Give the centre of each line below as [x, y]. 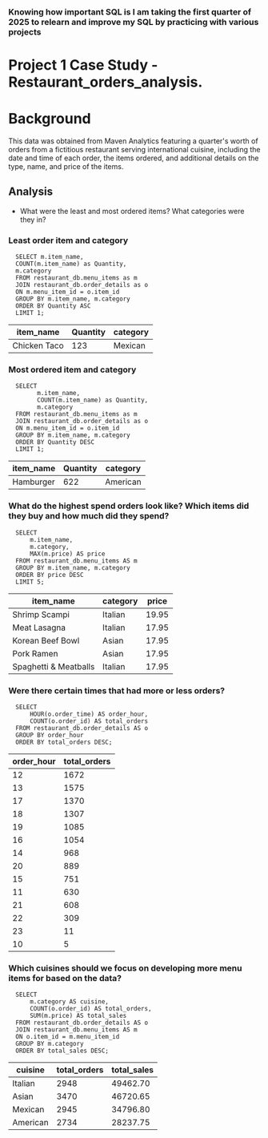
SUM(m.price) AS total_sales [78, 1016]
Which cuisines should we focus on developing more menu [125, 968]
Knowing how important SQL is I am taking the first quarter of [130, 12]
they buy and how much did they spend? [89, 516]
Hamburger [34, 482]
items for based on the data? [65, 978]
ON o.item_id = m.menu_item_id [68, 1037]
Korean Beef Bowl [46, 640]
